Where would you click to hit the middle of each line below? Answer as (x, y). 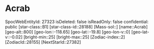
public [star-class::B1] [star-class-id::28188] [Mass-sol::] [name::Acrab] (77, 26)
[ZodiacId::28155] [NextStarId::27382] (43, 42)
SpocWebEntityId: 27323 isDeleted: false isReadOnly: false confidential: (77, 22)
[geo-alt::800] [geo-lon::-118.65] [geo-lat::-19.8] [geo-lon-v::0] (68, 32)
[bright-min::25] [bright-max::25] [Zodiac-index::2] (74, 37)
